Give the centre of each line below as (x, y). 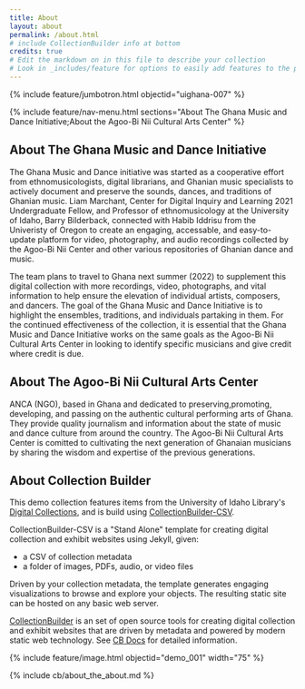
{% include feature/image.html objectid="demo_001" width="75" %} (137, 658)
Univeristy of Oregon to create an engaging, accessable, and (123, 230)
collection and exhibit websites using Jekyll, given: (104, 539)
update (23, 239)
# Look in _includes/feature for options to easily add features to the (150, 69)
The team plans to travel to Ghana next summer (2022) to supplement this (148, 276)
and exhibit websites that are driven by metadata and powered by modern (148, 631)
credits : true (36, 52)
